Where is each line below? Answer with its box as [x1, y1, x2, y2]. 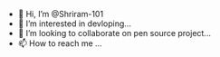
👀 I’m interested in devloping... [17, 18, 131, 29]
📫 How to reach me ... [17, 38, 102, 49]
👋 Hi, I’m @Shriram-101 [17, 9, 104, 19]
